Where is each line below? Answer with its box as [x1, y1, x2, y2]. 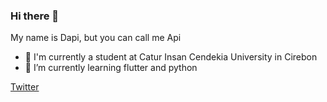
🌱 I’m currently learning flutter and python [24, 62, 198, 74]
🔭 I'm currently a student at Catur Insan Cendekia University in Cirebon [24, 51, 318, 63]
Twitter [10, 81, 40, 93]
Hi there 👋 [10, 9, 60, 23]
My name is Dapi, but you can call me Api [10, 32, 182, 44]
